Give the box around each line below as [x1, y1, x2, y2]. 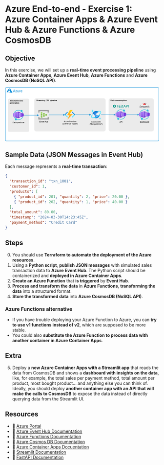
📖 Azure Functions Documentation [12, 433, 82, 439]
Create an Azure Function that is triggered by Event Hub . [12, 278, 129, 283]
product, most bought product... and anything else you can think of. [12, 380, 148, 386]
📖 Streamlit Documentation [12, 449, 66, 455]
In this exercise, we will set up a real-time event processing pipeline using [5, 67, 156, 73]
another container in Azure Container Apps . [12, 338, 103, 344]
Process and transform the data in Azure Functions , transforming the [12, 283, 156, 289]
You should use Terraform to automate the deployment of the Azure [12, 252, 152, 257]
